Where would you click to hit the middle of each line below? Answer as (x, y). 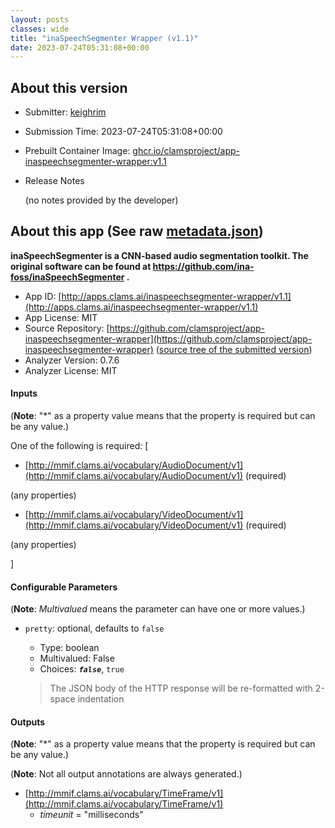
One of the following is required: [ (79, 446)
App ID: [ (43, 296)
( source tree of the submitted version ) (234, 349)
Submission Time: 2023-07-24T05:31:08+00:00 (123, 132)
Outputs (28, 722)
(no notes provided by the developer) (101, 200)
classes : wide (40, 29)
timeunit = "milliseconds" (91, 815)
